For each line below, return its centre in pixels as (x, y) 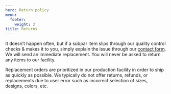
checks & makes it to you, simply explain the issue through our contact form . (86, 49)
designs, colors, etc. (27, 86)
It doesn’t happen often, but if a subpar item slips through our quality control (86, 43)
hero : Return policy (27, 10)
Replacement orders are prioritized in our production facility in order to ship (85, 70)
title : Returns (21, 29)
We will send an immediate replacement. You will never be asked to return (83, 55)
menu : (11, 15)
